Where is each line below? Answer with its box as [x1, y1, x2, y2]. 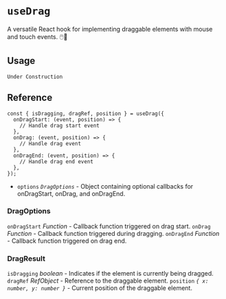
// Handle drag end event [19, 158, 94, 165]
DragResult [7, 254, 46, 263]
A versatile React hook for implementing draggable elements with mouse [7, 25, 213, 33]
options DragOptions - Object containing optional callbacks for [16, 182, 194, 190]
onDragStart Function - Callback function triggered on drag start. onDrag [7, 222, 211, 230]
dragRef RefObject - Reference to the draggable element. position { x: [7, 276, 209, 285]
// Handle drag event [19, 140, 81, 147]
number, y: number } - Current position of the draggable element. [7, 284, 192, 292]
